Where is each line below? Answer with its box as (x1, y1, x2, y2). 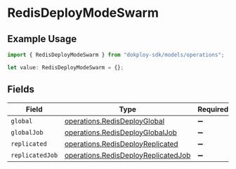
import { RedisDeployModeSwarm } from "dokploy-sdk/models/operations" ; (7, 51, 225, 58)
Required (197, 104, 229, 114)
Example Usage (7, 33, 77, 45)
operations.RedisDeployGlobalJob (64, 128, 178, 137)
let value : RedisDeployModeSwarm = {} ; (7, 64, 124, 71)
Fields (7, 83, 35, 95)
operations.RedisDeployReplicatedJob (64, 150, 191, 160)
